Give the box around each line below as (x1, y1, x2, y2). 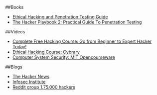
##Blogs (5, 64, 22, 70)
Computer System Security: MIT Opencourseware (12, 54, 116, 60)
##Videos (5, 29, 25, 34)
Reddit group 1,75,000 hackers (12, 84, 76, 90)
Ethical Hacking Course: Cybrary (12, 49, 80, 55)
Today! (12, 44, 27, 49)
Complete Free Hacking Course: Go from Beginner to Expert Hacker (12, 38, 152, 44)
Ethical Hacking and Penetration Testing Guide (12, 14, 108, 19)
